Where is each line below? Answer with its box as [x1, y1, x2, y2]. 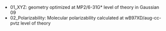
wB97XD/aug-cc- [124, 15, 161, 20]
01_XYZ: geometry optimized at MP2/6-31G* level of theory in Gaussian [10, 4, 159, 10]
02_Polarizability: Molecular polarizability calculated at [10, 15, 124, 20]
